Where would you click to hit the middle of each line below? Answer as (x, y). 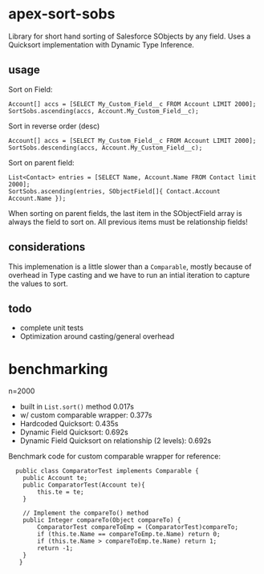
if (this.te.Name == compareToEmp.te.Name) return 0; (129, 535)
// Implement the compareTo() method (86, 513)
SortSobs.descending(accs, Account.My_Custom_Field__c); (106, 148)
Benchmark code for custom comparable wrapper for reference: (114, 456)
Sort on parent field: (41, 162)
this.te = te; (61, 492)
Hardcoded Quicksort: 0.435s (69, 424)
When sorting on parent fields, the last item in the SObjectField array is (125, 213)
